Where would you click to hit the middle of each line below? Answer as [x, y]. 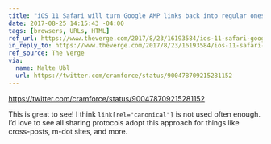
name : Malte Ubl [43, 68]
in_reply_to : [30, 46]
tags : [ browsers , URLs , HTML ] [59, 31]
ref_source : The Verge [46, 53]
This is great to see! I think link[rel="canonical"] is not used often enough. [134, 114]
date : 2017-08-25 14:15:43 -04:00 [67, 23]
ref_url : [23, 38]
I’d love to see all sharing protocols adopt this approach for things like [124, 122]
